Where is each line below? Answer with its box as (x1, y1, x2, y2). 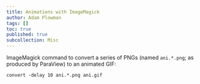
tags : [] (6, 20, 29, 26)
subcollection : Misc (6, 37, 59, 43)
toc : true (6, 26, 32, 32)
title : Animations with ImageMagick (6, 9, 100, 15)
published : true (6, 32, 48, 38)
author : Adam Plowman (6, 15, 62, 21)
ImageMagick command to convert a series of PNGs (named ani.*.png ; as (6, 54, 194, 61)
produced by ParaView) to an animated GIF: (6, 60, 116, 68)
